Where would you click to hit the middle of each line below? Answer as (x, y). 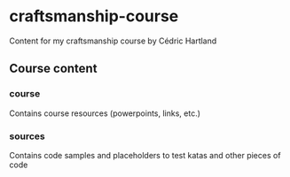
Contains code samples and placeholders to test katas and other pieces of (145, 155)
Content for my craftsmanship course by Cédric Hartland (113, 41)
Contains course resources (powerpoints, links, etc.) (105, 113)
